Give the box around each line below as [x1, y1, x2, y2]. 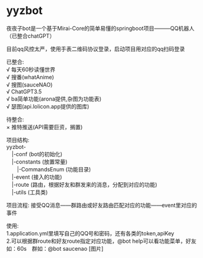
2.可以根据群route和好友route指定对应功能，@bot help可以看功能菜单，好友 [6, 237, 197, 245]
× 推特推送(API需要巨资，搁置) [6, 123, 83, 131]
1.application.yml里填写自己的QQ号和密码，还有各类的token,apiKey [6, 229, 175, 237]
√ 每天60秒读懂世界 [6, 65, 56, 73]
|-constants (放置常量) [12, 158, 68, 165]
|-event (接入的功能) [12, 173, 62, 181]
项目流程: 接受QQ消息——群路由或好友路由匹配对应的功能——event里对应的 [6, 201, 197, 209]
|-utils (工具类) [12, 188, 48, 196]
